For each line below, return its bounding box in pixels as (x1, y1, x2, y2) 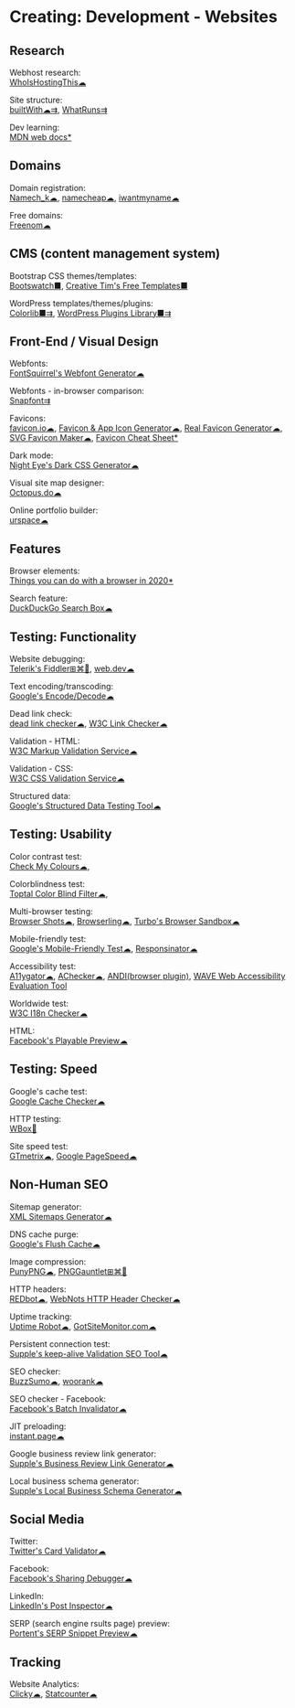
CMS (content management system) (9, 246, 221, 262)
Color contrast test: (9, 850, 82, 861)
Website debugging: (9, 654, 86, 665)
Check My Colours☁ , (9, 860, 90, 871)
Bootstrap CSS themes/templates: (9, 270, 137, 281)
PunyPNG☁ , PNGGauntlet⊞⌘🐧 (9, 1265, 128, 1276)
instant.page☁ (9, 1430, 65, 1441)
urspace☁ (9, 515, 48, 526)
